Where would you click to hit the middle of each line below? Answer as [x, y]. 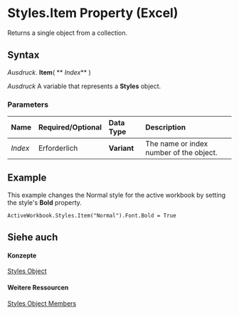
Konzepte [22, 255]
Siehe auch [33, 237]
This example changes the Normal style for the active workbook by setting [117, 195]
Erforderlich [58, 149]
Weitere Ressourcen [38, 288]
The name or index [177, 144]
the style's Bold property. [44, 202]
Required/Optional [70, 127]
